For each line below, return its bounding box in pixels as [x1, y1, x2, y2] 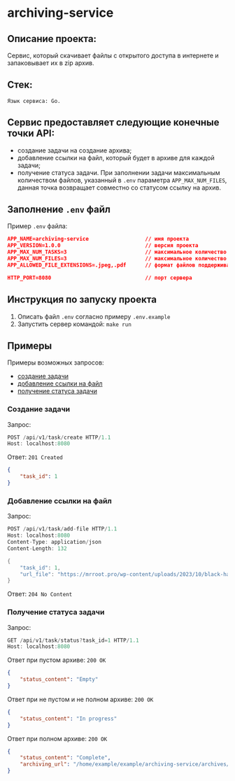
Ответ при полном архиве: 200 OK [7, 734, 108, 743]
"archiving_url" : [20, 761, 71, 768]
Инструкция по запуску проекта [7, 294, 157, 306]
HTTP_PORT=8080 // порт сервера [7, 274, 192, 281]
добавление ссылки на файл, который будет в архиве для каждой [17, 153, 215, 162]
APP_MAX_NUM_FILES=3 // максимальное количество [7, 255, 227, 262]
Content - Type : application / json [7, 539, 101, 546]
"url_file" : [20, 570, 55, 578]
